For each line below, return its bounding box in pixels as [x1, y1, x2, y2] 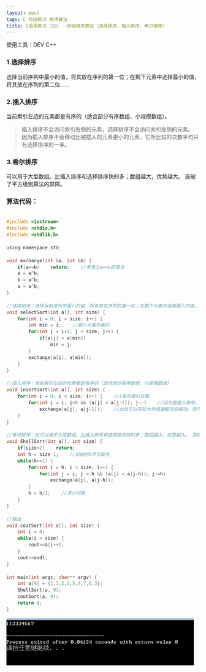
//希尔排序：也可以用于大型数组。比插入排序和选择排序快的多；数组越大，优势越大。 [6, 432, 190, 438]
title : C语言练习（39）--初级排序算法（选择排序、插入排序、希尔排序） [6, 23, 167, 29]
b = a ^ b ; [17, 277, 40, 283]
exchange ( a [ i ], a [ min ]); [28, 354, 92, 361]
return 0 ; [17, 600, 43, 606]
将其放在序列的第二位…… [6, 80, 70, 88]
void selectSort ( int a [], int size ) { [6, 309, 105, 315]
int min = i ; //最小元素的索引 [28, 322, 110, 328]
